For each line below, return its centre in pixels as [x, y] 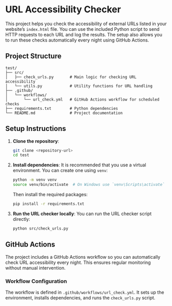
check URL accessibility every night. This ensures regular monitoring [78, 262]
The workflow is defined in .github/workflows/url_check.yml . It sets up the [85, 292]
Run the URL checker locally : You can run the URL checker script [82, 214]
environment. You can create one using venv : [60, 170]
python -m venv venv [35, 180]
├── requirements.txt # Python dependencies [62, 108]
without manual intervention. [35, 267]
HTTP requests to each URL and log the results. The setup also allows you [84, 34]
